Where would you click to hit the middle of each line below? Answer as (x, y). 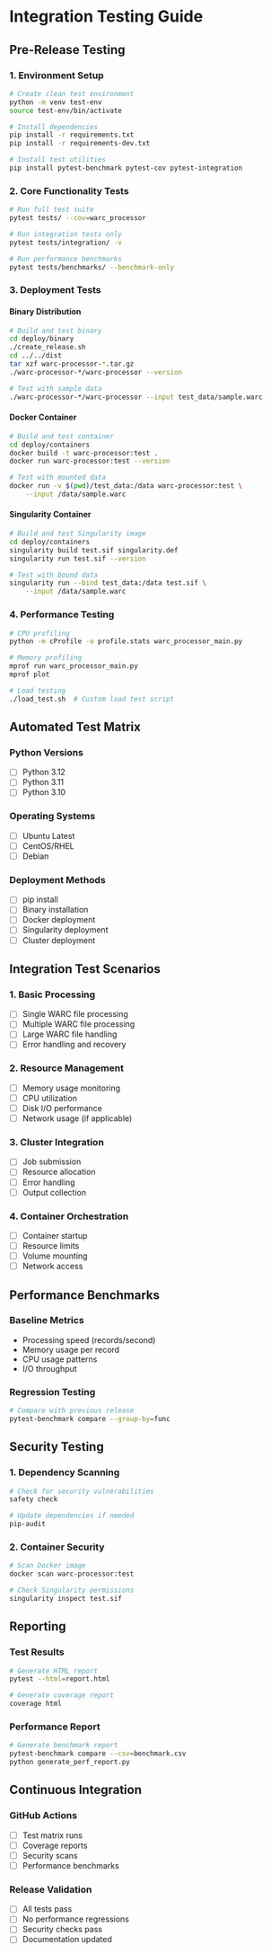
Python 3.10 (44, 792)
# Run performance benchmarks (66, 259)
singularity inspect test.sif (66, 1599)
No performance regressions (76, 1919)
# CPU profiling (39, 633)
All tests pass (47, 1909)
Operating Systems (52, 817)
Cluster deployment (59, 940)
